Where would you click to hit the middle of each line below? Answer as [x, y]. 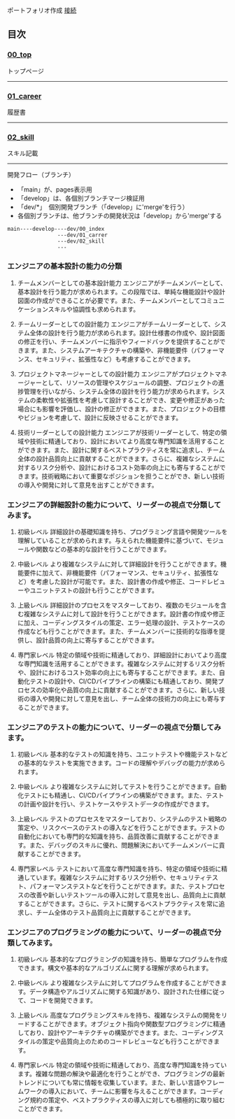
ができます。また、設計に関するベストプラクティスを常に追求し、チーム [121, 450]
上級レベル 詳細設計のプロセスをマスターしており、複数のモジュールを [119, 605]
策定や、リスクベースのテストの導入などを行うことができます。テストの [121, 828]
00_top [20, 55]
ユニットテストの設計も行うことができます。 [94, 590]
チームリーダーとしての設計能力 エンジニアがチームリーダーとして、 [116, 324]
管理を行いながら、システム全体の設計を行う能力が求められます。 [118, 391]
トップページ [26, 71]
